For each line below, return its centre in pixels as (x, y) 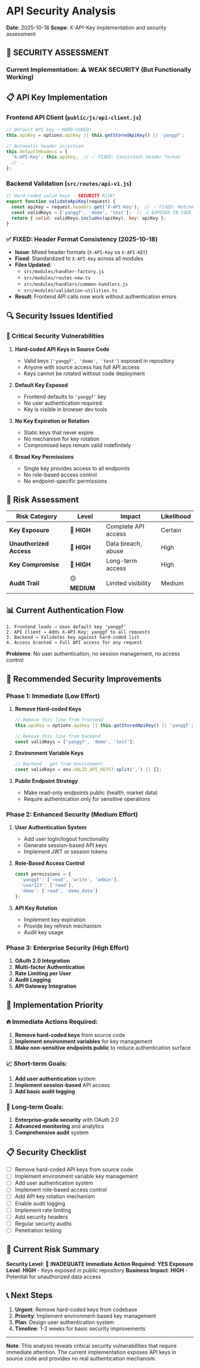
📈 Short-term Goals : (37, 1063)
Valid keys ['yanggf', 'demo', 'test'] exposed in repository (99, 360)
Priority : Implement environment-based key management (85, 1316)
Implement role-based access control (61, 1190)
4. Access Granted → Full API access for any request (74, 643)
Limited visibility (129, 583)
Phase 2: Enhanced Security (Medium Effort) (72, 815)
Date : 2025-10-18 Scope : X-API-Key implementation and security (86, 27)
